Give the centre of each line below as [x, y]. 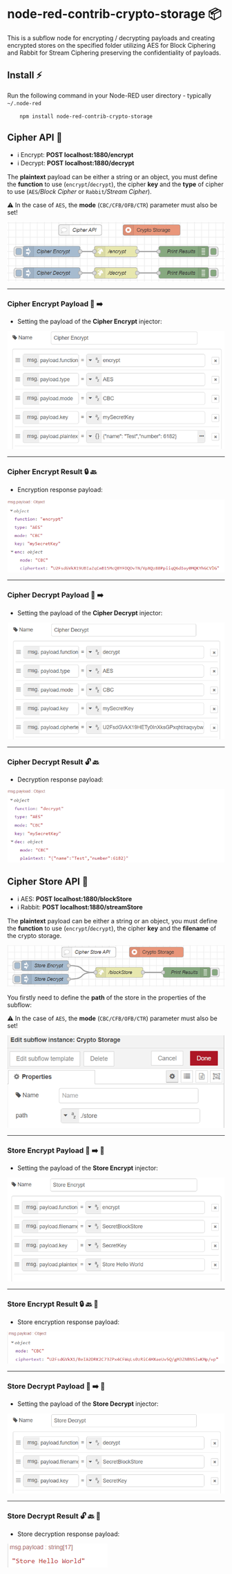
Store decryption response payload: [68, 1534]
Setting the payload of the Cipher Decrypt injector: [90, 613]
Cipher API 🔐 [35, 137]
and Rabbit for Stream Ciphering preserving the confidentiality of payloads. [114, 53]
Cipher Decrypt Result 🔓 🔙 [53, 762]
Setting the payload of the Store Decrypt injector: [88, 1404]
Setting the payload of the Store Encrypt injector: [88, 1168]
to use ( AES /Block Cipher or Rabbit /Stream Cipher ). [79, 191]
